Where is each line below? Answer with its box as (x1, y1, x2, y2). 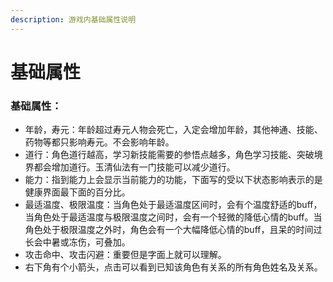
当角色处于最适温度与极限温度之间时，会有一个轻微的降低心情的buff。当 (24, 211, 323, 223)
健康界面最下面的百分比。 (24, 186, 131, 198)
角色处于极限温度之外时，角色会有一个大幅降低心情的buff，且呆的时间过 (24, 224, 323, 236)
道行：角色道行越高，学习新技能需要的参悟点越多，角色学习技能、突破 (24, 149, 315, 161)
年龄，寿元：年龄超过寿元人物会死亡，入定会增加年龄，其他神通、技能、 (24, 124, 323, 136)
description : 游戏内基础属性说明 (10, 14, 137, 25)
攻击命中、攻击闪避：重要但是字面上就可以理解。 (24, 249, 227, 261)
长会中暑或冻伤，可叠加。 (24, 236, 131, 248)
